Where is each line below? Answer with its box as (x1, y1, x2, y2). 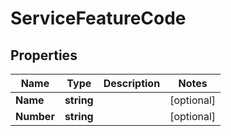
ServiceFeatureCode (10, 7, 187, 30)
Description (103, 77, 161, 90)
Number (15, 110, 55, 123)
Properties (10, 47, 78, 64)
